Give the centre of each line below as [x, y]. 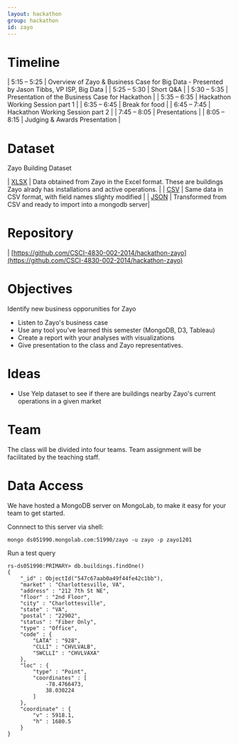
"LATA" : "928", [57, 640]
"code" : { [36, 634]
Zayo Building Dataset [39, 168]
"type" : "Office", [49, 628]
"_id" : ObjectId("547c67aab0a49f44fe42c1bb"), [92, 578]
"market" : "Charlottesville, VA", [73, 584]
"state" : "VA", [44, 609]
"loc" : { [35, 665]
